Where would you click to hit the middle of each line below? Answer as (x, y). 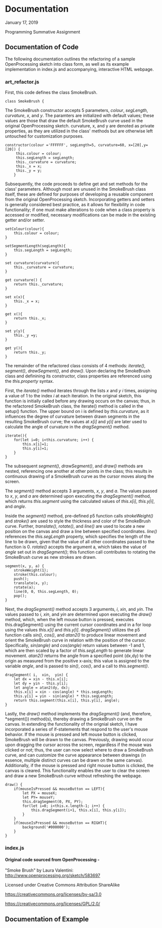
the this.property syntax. (29, 381)
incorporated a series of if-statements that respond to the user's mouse (76, 729)
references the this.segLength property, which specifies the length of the (78, 536)
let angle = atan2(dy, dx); (42, 688)
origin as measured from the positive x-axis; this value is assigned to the (77, 661)
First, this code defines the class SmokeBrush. (51, 92)
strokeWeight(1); (31, 571)
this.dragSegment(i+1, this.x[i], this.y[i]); (79, 810)
